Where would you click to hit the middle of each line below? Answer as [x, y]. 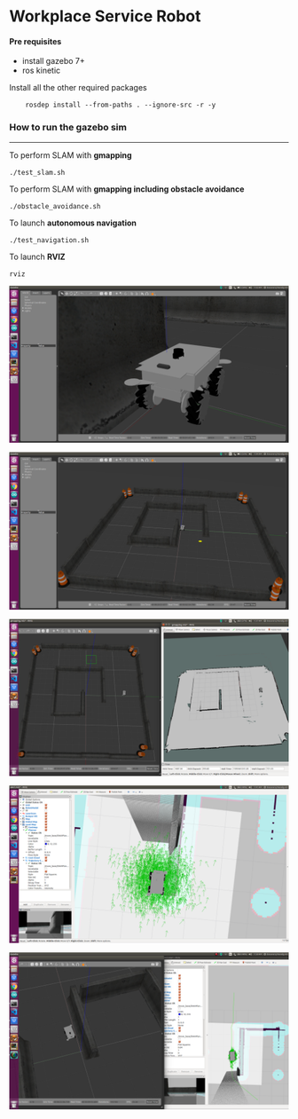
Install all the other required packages [78, 88]
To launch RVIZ [37, 256]
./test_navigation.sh [49, 240]
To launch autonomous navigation [73, 223]
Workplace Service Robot [105, 16]
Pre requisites [35, 41]
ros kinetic [41, 71]
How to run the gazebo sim [68, 128]
